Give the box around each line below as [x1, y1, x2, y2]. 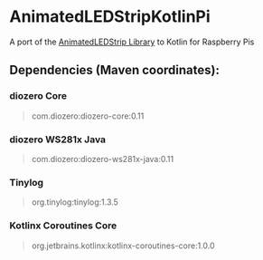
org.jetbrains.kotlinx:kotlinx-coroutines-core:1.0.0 [31, 240, 215, 251]
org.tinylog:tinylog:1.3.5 [31, 197, 119, 207]
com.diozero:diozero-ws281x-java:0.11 [31, 153, 174, 164]
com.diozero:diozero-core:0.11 [31, 111, 145, 121]
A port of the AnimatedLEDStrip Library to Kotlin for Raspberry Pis [9, 36, 255, 47]
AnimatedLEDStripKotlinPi [9, 6, 211, 27]
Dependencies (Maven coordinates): [9, 63, 220, 78]
